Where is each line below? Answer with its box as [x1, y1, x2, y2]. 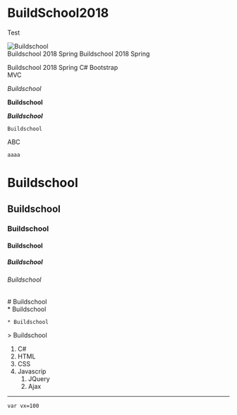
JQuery [28, 374, 51, 383]
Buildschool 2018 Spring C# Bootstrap [7, 63, 119, 71]
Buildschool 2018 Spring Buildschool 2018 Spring [7, 49, 150, 58]
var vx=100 [7, 402, 39, 409]
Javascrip [17, 367, 47, 375]
